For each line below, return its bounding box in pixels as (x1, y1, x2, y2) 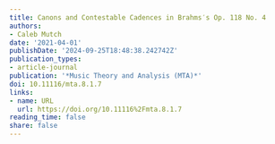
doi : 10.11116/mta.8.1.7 (9, 80, 102, 89)
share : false (9, 122, 58, 131)
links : (9, 88, 34, 97)
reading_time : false (9, 113, 87, 122)
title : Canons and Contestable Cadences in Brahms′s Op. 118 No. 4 (9, 13, 267, 22)
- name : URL (9, 96, 54, 106)
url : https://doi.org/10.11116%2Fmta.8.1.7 (17, 105, 182, 114)
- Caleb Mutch (9, 30, 63, 38)
